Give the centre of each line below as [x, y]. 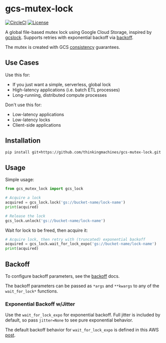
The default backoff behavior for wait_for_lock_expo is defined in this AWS [82, 330]
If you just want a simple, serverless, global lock [61, 84]
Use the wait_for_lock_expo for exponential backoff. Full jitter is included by [83, 315]
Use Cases [22, 63]
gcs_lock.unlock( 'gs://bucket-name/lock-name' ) [55, 221]
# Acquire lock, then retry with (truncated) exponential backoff [75, 239]
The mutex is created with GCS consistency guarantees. [63, 47]
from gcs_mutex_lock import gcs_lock [44, 189]
